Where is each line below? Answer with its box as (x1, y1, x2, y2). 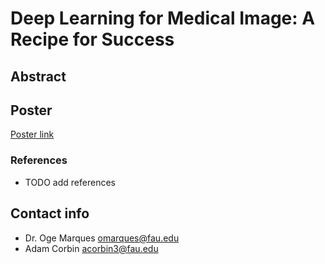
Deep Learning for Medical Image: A (10, 7, 316, 30)
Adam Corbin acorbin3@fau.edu (24, 242, 159, 254)
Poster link (10, 128, 55, 141)
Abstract (10, 68, 67, 85)
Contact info (10, 205, 90, 222)
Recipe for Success (10, 28, 175, 51)
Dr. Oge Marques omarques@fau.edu (24, 232, 180, 244)
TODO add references (24, 176, 116, 188)
